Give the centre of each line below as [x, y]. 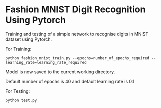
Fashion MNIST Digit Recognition [75, 9]
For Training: [18, 49]
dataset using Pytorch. [29, 39]
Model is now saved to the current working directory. [60, 72]
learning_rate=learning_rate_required [46, 62]
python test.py [21, 100]
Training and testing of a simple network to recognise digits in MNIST [77, 34]
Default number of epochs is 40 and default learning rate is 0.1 [70, 81]
